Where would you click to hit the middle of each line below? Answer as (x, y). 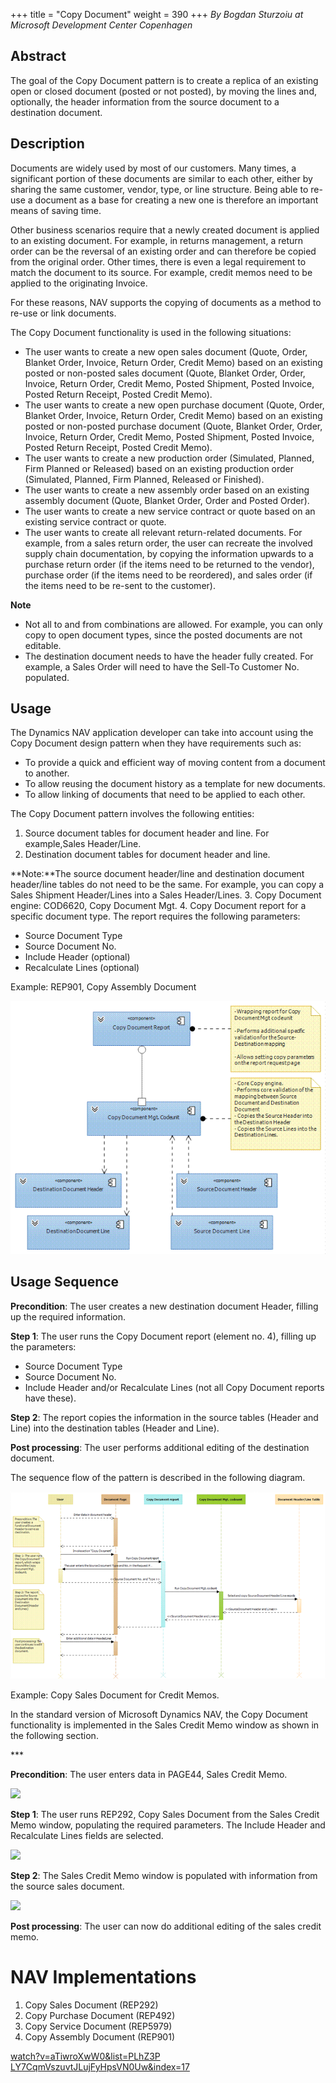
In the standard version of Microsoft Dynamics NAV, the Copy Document (159, 1714)
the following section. (54, 1735)
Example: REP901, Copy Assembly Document (103, 987)
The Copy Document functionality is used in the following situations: (151, 332)
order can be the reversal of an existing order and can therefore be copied (163, 251)
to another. (47, 773)
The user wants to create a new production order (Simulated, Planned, (169, 458)
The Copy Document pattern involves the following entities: (132, 814)
